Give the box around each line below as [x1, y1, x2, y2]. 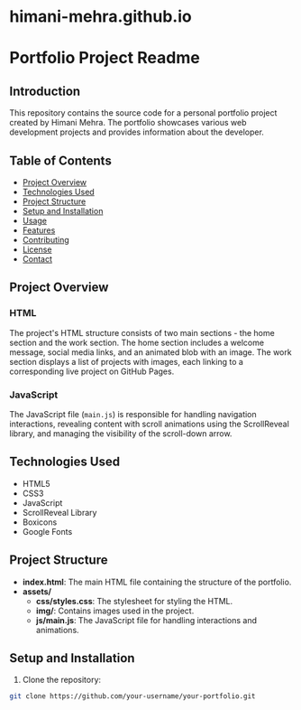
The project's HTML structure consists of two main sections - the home [9, 327, 275, 338]
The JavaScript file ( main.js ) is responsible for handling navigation [9, 408, 257, 419]
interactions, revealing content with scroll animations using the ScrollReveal [9, 418, 290, 429]
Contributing [22, 235, 69, 245]
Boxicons [22, 517, 58, 528]
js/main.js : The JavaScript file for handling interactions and [35, 614, 258, 625]
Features [22, 225, 56, 236]
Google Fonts [22, 526, 73, 537]
